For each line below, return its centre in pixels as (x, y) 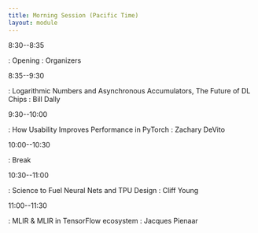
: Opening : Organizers (45, 60)
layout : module (33, 23)
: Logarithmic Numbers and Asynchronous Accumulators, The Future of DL (129, 90)
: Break (20, 160)
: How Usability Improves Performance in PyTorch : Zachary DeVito (117, 129)
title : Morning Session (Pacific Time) (74, 15)
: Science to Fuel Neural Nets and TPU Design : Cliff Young (103, 190)
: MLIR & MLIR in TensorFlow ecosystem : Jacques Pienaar (103, 220)
